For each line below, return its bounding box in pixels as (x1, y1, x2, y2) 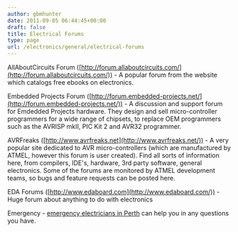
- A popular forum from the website (114, 70, 218, 79)
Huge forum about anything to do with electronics (7, 195, 153, 204)
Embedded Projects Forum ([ (7, 92, 92, 100)
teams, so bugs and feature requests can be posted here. (7, 174, 175, 182)
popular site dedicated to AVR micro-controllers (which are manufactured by (7, 144, 231, 152)
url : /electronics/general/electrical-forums (7, 43, 144, 51)
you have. (7, 216, 36, 225)
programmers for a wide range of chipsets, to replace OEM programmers (7, 115, 222, 123)
